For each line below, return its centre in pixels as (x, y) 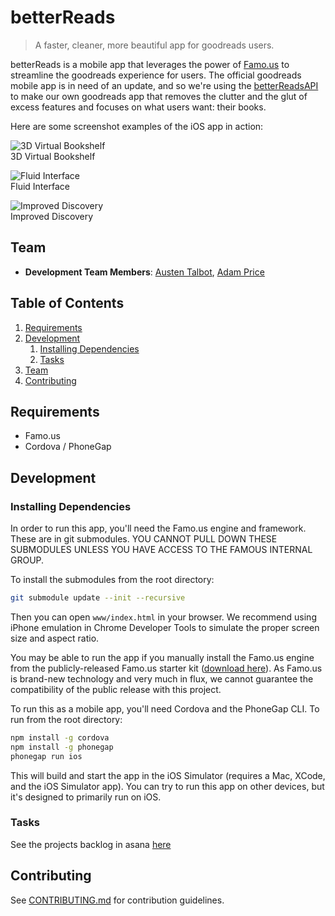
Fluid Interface (40, 186)
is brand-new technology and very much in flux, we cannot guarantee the (162, 678)
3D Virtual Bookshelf (53, 156)
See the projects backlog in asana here (91, 844)
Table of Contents (67, 303)
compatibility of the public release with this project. (116, 689)
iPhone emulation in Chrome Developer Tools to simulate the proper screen (165, 627)
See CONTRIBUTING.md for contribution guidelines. (117, 900)
